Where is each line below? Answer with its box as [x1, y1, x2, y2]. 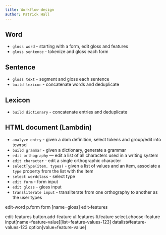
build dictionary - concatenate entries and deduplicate [12, 109, 128, 115]
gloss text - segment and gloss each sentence [12, 76, 110, 82]
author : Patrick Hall [5, 12, 50, 17]
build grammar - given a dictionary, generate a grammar [12, 147, 126, 153]
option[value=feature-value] [29, 224, 87, 230]
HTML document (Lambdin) [5, 123, 92, 132]
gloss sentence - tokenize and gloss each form [12, 49, 109, 55]
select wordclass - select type [12, 173, 75, 179]
